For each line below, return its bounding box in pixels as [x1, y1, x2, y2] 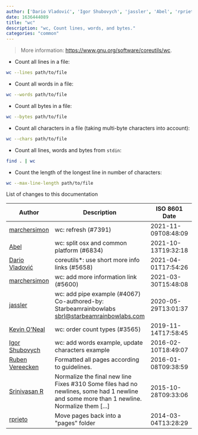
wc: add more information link [55, 273, 137, 281]
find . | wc [6, 158, 35, 164]
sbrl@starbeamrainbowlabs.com [55, 312, 145, 320]
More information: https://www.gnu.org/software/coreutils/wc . [20, 47, 172, 54]
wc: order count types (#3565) [55, 325, 141, 333]
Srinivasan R [9, 387, 44, 395]
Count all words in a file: [14, 80, 74, 87]
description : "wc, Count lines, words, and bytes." [6, 25, 136, 31]
